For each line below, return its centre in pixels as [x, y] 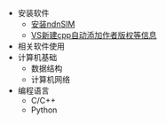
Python [44, 110]
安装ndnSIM [53, 24]
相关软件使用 [41, 46]
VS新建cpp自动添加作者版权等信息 [94, 35]
